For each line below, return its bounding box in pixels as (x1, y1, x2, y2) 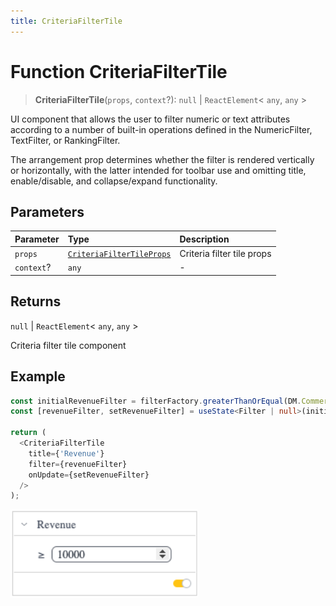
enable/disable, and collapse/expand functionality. (10, 175, 218, 187)
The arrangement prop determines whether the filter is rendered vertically (10, 153, 315, 165)
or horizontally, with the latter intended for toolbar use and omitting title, (10, 164, 307, 176)
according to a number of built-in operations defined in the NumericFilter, (10, 123, 313, 135)
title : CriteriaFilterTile (10, 16, 123, 26)
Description (179, 233, 230, 245)
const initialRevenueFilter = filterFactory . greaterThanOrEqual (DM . (10, 396, 302, 406)
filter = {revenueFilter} (28, 459, 128, 469)
